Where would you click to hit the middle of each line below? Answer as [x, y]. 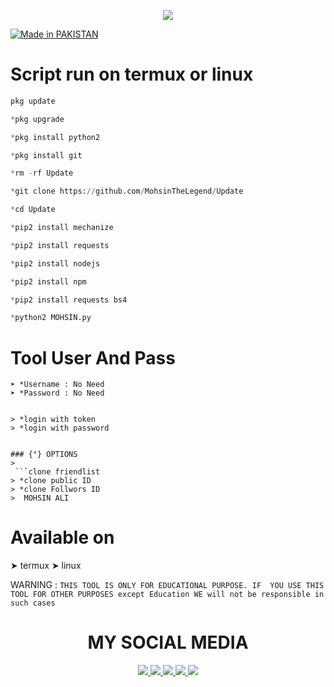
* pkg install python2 [55, 137]
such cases [33, 603]
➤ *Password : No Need [57, 393]
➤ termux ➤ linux [46, 566]
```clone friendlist [57, 472]
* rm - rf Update [42, 173]
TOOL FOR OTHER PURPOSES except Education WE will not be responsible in [167, 595]
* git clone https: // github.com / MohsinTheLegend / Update [127, 191]
